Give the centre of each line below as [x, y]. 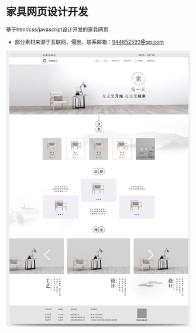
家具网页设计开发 [47, 12]
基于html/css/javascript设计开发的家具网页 [57, 29]
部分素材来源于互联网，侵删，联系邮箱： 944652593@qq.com [89, 42]
